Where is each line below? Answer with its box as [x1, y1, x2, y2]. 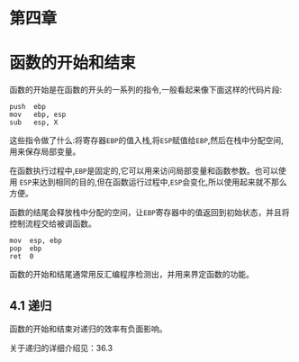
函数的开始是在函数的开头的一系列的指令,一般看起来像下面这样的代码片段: [9, 85, 283, 95]
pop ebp [9, 244, 42, 253]
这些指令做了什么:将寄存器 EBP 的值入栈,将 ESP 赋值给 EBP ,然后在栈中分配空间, [9, 135, 284, 146]
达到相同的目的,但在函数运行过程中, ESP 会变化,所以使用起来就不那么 [39, 176, 288, 187]
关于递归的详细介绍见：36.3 [9, 342, 113, 353]
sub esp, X [9, 118, 59, 127]
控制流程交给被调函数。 [9, 218, 96, 230]
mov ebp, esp [9, 110, 67, 120]
